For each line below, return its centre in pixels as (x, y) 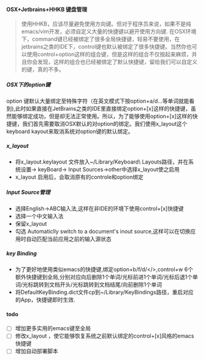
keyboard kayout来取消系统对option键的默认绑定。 (70, 131)
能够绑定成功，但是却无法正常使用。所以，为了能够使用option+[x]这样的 (102, 116)
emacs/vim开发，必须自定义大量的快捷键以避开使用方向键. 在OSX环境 (109, 32)
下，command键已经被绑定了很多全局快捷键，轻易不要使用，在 (100, 39)
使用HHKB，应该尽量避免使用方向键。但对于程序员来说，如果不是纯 (106, 24)
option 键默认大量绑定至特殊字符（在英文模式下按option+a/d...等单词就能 (98, 101)
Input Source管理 (28, 192)
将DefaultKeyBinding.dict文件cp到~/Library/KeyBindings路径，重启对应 (104, 292)
